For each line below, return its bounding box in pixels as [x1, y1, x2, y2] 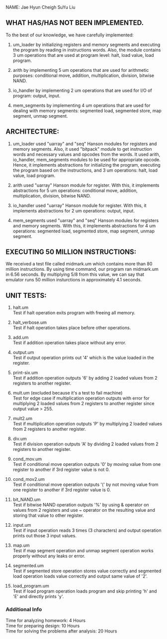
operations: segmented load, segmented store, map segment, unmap [12, 228, 155, 234]
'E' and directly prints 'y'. [12, 594, 64, 600]
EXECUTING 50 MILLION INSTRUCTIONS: [5, 248, 137, 256]
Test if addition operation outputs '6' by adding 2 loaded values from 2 [12, 375, 158, 381]
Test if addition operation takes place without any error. [12, 340, 126, 346]
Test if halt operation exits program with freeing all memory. [12, 310, 136, 316]
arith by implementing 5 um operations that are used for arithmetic [12, 67, 149, 73]
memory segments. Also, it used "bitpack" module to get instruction [12, 146, 152, 152]
